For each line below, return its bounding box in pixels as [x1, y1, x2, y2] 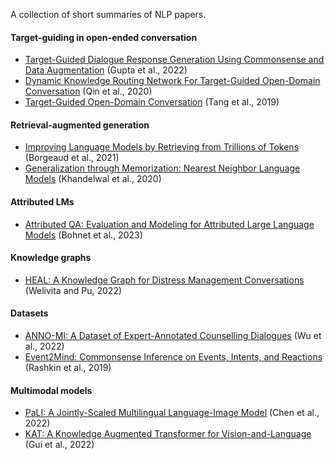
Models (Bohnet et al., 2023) [24, 229, 143, 241]
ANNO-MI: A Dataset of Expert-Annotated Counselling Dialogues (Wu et [24, 330, 322, 342]
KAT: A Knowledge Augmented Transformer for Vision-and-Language [24, 428, 312, 440]
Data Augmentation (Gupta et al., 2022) [24, 64, 188, 76]
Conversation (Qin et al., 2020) [24, 85, 153, 98]
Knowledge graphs [10, 252, 92, 264]
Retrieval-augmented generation [10, 119, 150, 131]
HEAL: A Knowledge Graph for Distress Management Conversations [24, 274, 305, 286]
